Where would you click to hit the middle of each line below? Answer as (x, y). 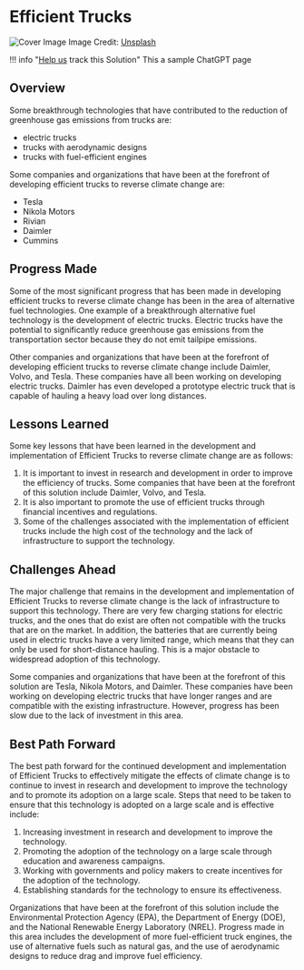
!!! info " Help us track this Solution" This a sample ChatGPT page (131, 59)
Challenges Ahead (63, 569)
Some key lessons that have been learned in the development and (133, 446)
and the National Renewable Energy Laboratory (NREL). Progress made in (147, 927)
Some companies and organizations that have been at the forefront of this (147, 677)
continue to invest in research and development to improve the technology (148, 785)
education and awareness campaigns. (94, 861)
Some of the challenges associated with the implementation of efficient (156, 521)
